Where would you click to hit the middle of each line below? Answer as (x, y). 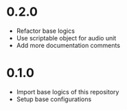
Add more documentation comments (68, 45)
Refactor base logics (45, 31)
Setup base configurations (54, 99)
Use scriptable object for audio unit (66, 38)
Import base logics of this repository (68, 92)
